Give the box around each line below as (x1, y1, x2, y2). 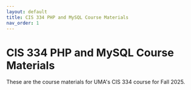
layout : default (6, 8, 47, 15)
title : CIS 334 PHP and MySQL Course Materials (6, 14, 129, 20)
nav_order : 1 (6, 20, 39, 26)
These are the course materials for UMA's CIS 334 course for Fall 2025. (6, 79, 186, 86)
